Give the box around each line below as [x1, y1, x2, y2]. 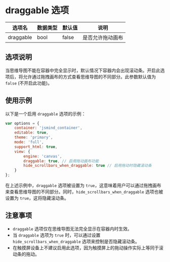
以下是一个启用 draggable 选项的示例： [5, 110, 86, 117]
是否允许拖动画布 [82, 34, 123, 41]
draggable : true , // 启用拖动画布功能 [23, 158, 99, 164]
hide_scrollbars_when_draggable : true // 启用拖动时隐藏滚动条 [23, 163, 152, 168]
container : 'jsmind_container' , [14, 125, 82, 131]
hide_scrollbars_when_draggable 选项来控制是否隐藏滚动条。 [12, 238, 140, 244]
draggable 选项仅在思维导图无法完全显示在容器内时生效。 [12, 226, 133, 232]
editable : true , [14, 130, 49, 135]
